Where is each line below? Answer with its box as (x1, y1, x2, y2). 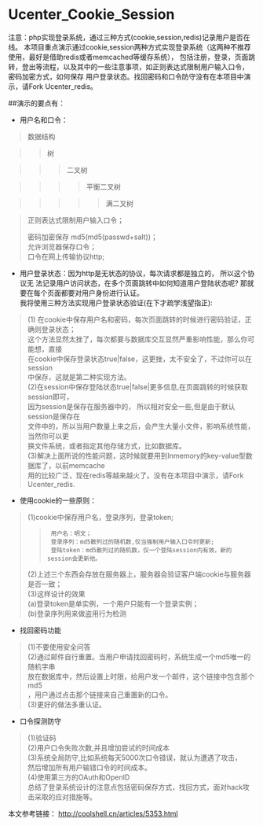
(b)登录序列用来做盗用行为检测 (27, 608, 127, 618)
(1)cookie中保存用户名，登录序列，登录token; (27, 512, 174, 522)
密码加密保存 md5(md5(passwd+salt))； (27, 232, 159, 242)
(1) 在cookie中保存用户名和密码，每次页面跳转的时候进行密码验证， (27, 315, 245, 324)
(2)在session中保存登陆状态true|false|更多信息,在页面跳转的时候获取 (27, 382, 249, 391)
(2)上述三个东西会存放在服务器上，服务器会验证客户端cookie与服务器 (27, 569, 251, 579)
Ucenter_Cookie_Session (8, 6, 175, 24)
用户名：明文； (50, 529, 93, 537)
